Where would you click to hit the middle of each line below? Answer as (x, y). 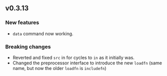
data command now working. (43, 33)
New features (22, 23)
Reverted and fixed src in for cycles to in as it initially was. (74, 57)
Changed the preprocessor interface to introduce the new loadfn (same (87, 63)
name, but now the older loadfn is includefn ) (59, 68)
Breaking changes (28, 46)
